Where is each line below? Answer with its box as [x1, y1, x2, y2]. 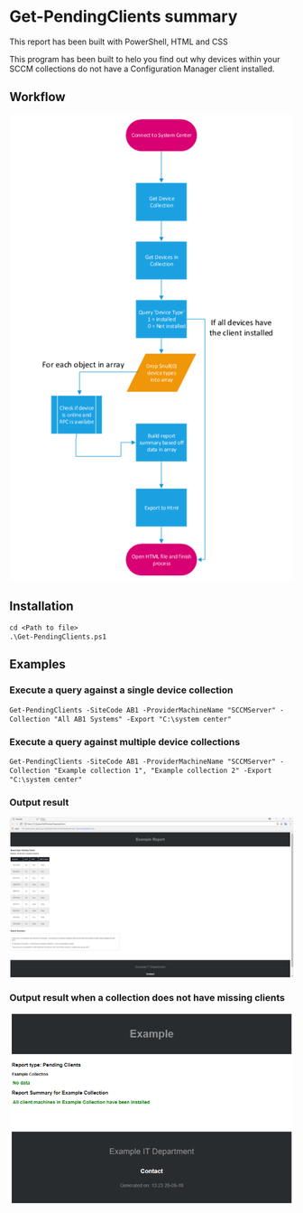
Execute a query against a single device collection [9, 684, 234, 696]
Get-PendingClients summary [9, 6, 238, 27]
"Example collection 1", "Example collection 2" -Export [53, 766, 272, 775]
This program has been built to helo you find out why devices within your [9, 53, 280, 64]
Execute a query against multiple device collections [9, 735, 241, 748]
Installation [9, 598, 74, 613]
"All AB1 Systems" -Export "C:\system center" [53, 714, 232, 723]
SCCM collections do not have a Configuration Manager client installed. [9, 63, 275, 74]
